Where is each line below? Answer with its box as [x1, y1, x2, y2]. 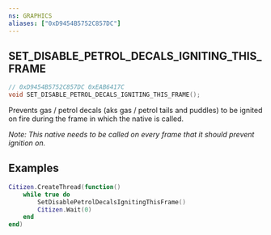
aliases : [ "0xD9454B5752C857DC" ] [8, 19, 121, 27]
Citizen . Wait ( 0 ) [37, 205, 92, 214]
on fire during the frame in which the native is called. [8, 114, 184, 124]
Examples [8, 162, 59, 175]
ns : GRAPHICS [8, 11, 53, 20]
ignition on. [8, 138, 46, 148]
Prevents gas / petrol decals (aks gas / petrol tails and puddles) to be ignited [8, 106, 263, 115]
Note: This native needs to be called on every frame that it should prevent [8, 130, 255, 140]
